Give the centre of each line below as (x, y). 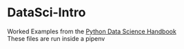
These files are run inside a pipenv (56, 38)
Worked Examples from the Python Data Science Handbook (92, 31)
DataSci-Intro (47, 13)
